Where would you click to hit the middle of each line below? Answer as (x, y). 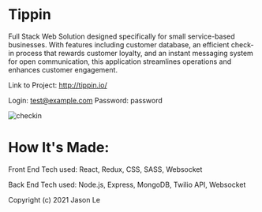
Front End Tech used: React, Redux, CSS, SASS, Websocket (105, 169)
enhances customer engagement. (63, 69)
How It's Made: (59, 148)
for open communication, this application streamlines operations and (120, 61)
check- (242, 44)
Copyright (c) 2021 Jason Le (54, 199)
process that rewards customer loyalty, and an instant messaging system (135, 53)
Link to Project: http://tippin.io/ (58, 85)
